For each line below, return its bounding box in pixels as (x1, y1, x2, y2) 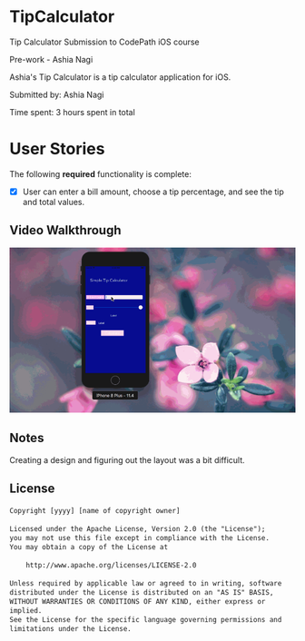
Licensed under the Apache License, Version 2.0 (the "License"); (9, 524, 266, 533)
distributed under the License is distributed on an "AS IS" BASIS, (9, 587, 274, 597)
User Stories (9, 139, 105, 160)
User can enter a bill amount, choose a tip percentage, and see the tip (22, 186, 284, 197)
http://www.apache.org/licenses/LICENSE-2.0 (25, 560, 197, 569)
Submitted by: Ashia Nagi (9, 89, 104, 100)
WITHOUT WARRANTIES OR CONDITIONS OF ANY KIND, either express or (9, 597, 266, 606)
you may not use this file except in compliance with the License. (9, 533, 271, 542)
